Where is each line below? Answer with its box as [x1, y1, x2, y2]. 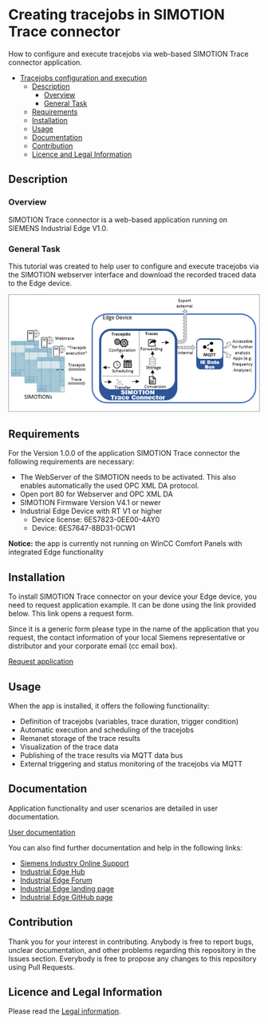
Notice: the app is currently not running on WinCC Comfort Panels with [8, 539, 242, 548]
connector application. [8, 58, 82, 67]
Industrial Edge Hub [19, 867, 85, 876]
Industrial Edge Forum [19, 875, 93, 885]
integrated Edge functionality [8, 548, 104, 557]
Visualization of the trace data [19, 742, 119, 751]
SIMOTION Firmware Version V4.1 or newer [19, 498, 161, 508]
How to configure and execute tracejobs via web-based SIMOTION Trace [8, 49, 249, 58]
